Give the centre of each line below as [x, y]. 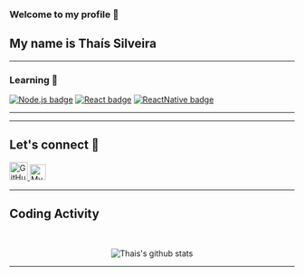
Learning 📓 [34, 80]
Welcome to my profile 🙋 [64, 14]
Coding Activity [54, 214]
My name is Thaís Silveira [83, 44]
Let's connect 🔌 [54, 145]
